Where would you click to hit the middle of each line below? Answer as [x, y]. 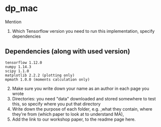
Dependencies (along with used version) [68, 51]
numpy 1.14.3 [18, 67]
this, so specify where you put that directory [56, 104]
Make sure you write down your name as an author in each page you [80, 88]
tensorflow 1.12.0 [24, 63]
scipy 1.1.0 [17, 71]
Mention [13, 22]
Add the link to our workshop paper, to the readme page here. [74, 119]
